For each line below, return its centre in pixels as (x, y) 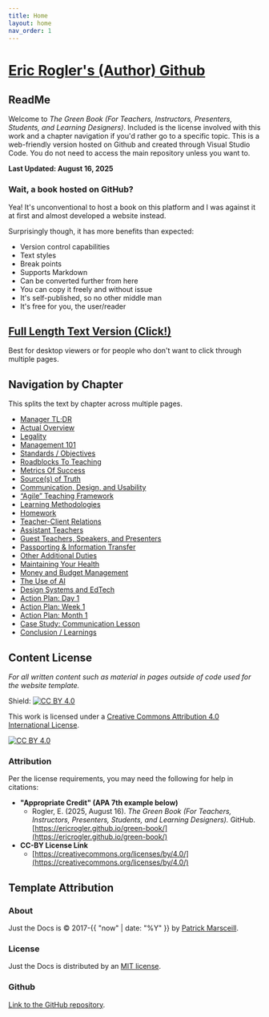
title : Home (28, 16)
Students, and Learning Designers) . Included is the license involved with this (134, 128)
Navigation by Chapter (66, 385)
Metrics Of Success (52, 471)
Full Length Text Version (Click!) (90, 332)
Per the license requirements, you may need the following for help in (121, 779)
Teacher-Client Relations (60, 521)
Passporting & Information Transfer (78, 547)
